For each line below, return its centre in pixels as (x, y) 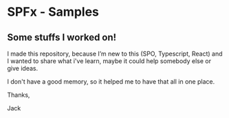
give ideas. (23, 68)
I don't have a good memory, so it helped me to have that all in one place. (111, 82)
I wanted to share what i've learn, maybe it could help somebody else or (109, 61)
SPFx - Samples (53, 12)
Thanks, (19, 95)
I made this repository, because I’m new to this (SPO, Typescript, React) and (115, 54)
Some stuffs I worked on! (62, 37)
